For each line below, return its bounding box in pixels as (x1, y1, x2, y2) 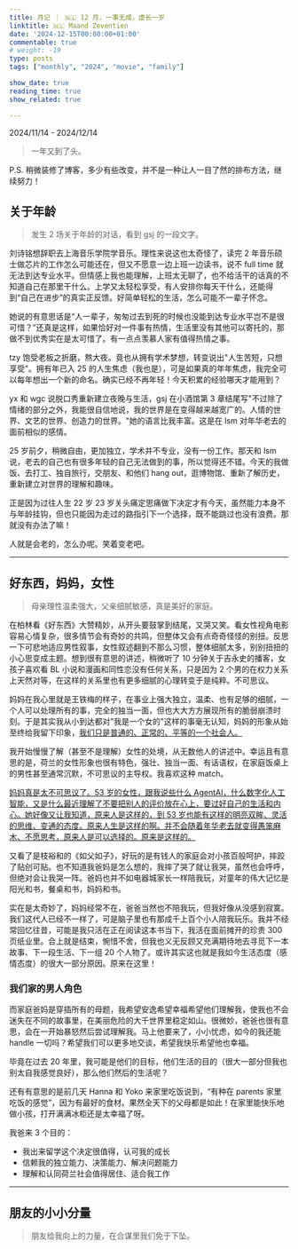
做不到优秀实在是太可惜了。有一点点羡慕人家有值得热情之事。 (9, 334, 235, 344)
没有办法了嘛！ (16, 520, 72, 531)
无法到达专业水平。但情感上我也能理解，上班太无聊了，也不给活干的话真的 (9, 270, 281, 281)
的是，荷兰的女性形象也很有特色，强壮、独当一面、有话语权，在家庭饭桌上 (16, 757, 289, 768)
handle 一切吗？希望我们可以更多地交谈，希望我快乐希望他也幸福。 (9, 1038, 255, 1048)
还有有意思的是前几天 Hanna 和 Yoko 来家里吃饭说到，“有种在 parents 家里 (9, 1087, 282, 1097)
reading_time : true (9, 86, 82, 96)
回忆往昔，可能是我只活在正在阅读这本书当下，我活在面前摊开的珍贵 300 (16, 925, 283, 936)
